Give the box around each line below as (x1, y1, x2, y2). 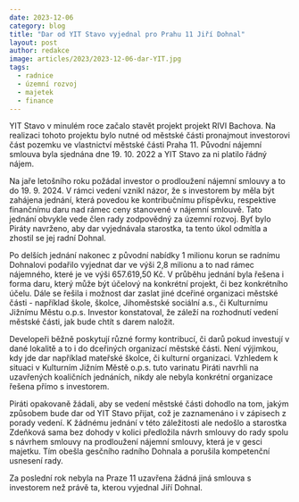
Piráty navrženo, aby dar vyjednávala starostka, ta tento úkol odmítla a (9, 223, 268, 234)
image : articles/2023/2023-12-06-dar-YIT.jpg (9, 54, 181, 63)
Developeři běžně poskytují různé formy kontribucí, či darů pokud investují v (9, 334, 290, 345)
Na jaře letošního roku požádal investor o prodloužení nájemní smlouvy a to (9, 176, 286, 187)
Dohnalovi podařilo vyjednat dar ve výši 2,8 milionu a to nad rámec (9, 260, 254, 271)
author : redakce (9, 46, 70, 55)
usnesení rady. (9, 456, 64, 466)
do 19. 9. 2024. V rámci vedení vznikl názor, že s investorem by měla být (9, 185, 275, 197)
